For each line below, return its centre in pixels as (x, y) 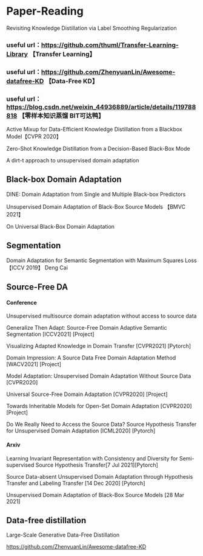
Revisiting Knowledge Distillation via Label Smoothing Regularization (92, 28)
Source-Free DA (37, 287)
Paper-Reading (45, 11)
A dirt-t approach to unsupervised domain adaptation (73, 161)
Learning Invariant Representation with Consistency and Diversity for (92, 458)
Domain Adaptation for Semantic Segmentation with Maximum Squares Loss (101, 260)
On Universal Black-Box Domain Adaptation (61, 226)
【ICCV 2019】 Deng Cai (37, 267)
